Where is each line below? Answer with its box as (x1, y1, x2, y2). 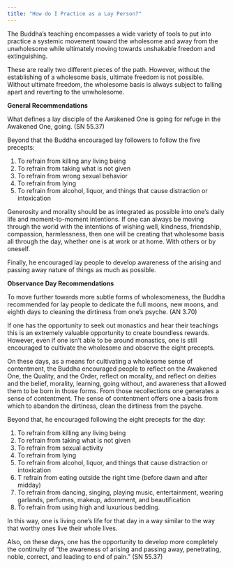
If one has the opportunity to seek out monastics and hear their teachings (7, 321, 218, 329)
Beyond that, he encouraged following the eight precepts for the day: (7, 415, 206, 423)
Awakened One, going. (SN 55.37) (7, 122, 105, 130)
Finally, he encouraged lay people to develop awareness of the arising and (7, 258, 222, 267)
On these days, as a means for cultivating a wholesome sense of (7, 357, 193, 365)
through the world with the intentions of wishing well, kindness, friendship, (7, 222, 222, 231)
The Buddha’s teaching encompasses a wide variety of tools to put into (7, 29, 211, 38)
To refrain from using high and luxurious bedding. (17, 503, 160, 511)
